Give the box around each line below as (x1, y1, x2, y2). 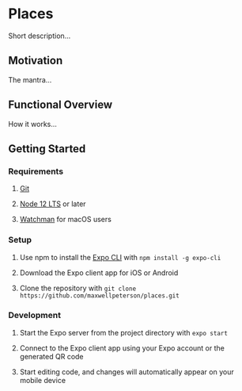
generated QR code (19, 351, 85, 361)
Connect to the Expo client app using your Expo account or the (19, 343, 225, 353)
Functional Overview (8, 98, 113, 112)
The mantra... (8, 75, 52, 84)
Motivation (8, 54, 63, 67)
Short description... (8, 31, 71, 40)
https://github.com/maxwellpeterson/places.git (19, 291, 180, 300)
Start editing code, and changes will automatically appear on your (19, 366, 235, 377)
